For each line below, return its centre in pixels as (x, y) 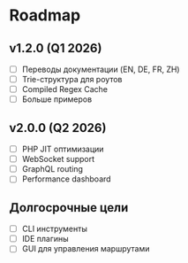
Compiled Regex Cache (65, 89)
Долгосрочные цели (69, 208)
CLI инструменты (55, 229)
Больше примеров (57, 99)
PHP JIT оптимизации (63, 149)
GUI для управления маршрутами (86, 249)
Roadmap (45, 15)
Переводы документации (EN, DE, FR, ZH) (101, 69)
